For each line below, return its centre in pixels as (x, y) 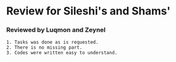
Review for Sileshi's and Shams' (89, 11)
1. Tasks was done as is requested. (52, 42)
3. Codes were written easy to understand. (62, 53)
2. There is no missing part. (44, 48)
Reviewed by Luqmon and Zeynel (56, 30)
